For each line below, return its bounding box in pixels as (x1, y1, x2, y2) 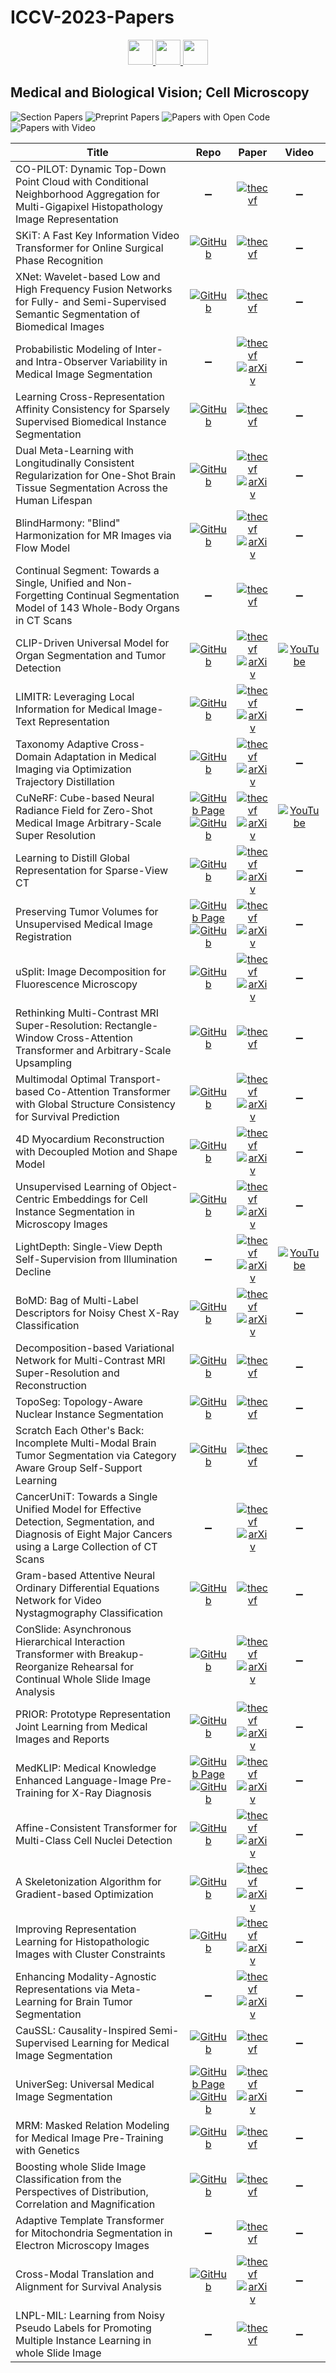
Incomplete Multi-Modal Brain (15, 1436, 157, 1450)
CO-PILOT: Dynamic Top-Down (15, 162, 167, 176)
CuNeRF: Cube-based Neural (15, 791, 155, 805)
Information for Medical (15, 702, 126, 716)
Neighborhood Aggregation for (15, 187, 161, 201)
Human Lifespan (15, 493, 93, 507)
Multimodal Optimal (15, 1072, 107, 1086)
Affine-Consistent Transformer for (15, 1821, 178, 1835)
